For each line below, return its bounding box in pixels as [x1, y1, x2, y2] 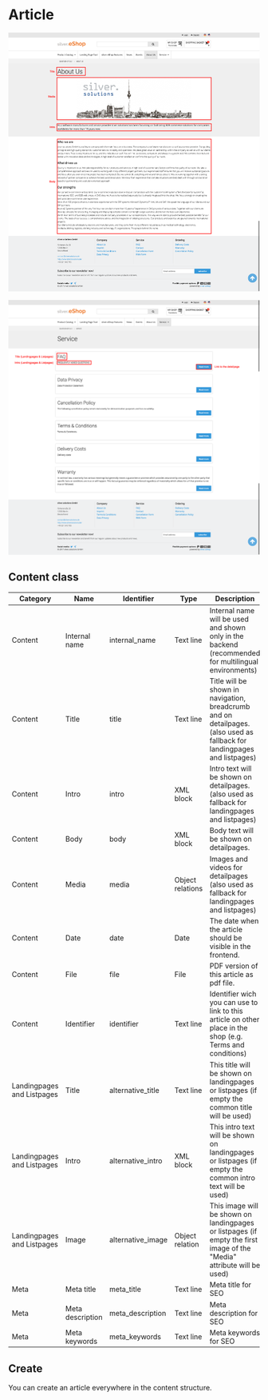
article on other [209, 1015, 260, 1024]
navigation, [209, 693, 246, 703]
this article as [209, 970, 254, 979]
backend [209, 640, 238, 649]
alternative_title [108, 1085, 160, 1095]
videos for [209, 862, 243, 872]
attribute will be [209, 1261, 261, 1270]
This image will [209, 1201, 259, 1211]
